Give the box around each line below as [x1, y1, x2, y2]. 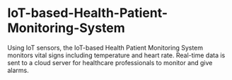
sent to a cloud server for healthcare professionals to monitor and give [7, 58, 213, 67]
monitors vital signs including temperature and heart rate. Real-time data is [7, 51, 226, 59]
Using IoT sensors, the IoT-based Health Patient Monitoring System [7, 43, 204, 52]
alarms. [7, 66, 30, 74]
